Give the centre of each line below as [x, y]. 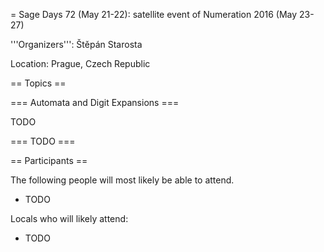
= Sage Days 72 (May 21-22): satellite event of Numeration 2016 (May [154, 14]
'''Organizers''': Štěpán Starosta [76, 44]
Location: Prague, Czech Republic [80, 63]
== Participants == [49, 160]
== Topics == [38, 83]
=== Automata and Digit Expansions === [95, 102]
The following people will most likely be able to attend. [122, 180]
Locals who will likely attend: [69, 218]
